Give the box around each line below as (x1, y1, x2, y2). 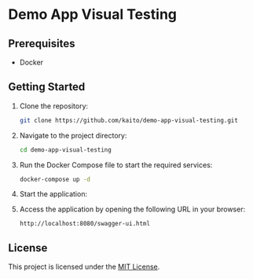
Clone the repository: (19, 101, 89, 111)
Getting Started (8, 80, 86, 94)
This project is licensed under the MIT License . (8, 262, 160, 272)
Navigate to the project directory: (19, 130, 127, 140)
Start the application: (19, 189, 88, 199)
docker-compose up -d (19, 175, 90, 183)
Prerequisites (8, 37, 75, 50)
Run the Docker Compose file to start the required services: (19, 160, 213, 170)
